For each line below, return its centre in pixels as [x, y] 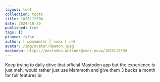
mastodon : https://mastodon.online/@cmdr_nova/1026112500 [66, 51]
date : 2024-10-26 [23, 23]
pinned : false [20, 37]
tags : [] [14, 32]
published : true [22, 28]
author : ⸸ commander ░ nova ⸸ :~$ [40, 42]
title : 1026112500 [24, 19]
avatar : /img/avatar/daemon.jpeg [40, 46]
